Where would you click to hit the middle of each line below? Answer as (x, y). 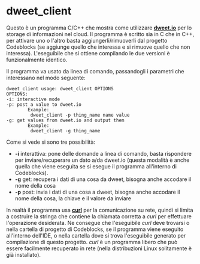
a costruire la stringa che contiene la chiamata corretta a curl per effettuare (99, 216)
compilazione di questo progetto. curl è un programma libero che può (92, 242)
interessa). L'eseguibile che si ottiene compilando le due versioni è (88, 53)
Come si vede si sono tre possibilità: (51, 142)
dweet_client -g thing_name (65, 130)
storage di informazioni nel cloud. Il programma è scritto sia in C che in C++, (100, 34)
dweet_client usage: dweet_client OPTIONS (60, 88)
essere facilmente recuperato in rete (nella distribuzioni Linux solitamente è (99, 248)
